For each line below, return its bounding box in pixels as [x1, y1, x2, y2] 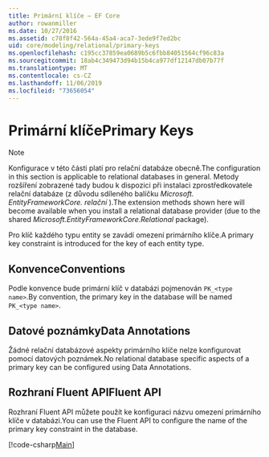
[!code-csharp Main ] [8, 439, 75, 449]
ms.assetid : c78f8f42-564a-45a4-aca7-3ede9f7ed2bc [8, 34, 181, 43]
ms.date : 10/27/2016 [8, 27, 78, 35]
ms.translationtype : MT [8, 64, 88, 72]
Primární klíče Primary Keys [8, 121, 194, 139]
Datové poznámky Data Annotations [8, 323, 191, 338]
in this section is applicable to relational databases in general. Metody [8, 172, 239, 182]
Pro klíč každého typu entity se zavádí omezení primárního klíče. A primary [8, 230, 255, 240]
